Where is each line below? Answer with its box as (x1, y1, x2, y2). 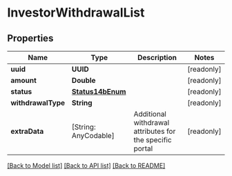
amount (10, 76, 37, 85)
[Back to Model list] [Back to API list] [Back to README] (7, 162, 166, 170)
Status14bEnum (71, 87, 126, 96)
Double (71, 76, 96, 85)
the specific (133, 135, 172, 144)
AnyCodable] (71, 131, 115, 140)
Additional (133, 109, 167, 119)
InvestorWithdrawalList (7, 5, 145, 21)
